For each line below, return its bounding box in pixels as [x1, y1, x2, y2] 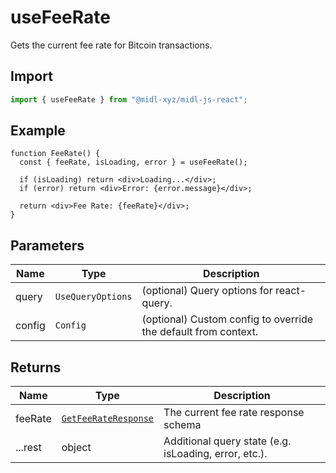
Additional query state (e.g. [163, 434, 292, 448]
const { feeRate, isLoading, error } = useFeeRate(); [19, 157, 248, 168]
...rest [15, 441, 42, 455]
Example [10, 122, 66, 140]
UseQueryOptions [54, 291, 133, 303]
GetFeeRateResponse [61, 413, 155, 425]
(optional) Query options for [141, 284, 273, 298]
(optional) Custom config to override [141, 312, 314, 326]
